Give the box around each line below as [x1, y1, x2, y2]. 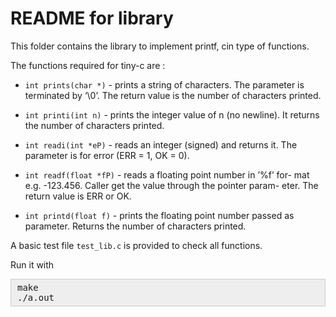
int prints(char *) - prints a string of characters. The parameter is [24, 78, 305, 91]
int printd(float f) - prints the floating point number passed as [24, 209, 295, 221]
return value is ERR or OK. [24, 190, 132, 202]
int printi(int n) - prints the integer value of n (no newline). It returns [24, 108, 320, 121]
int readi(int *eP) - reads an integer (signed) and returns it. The [24, 138, 298, 151]
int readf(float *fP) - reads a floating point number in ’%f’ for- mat [24, 168, 310, 181]
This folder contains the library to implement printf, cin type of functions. [10, 40, 310, 52]
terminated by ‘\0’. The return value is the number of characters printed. [24, 89, 322, 101]
